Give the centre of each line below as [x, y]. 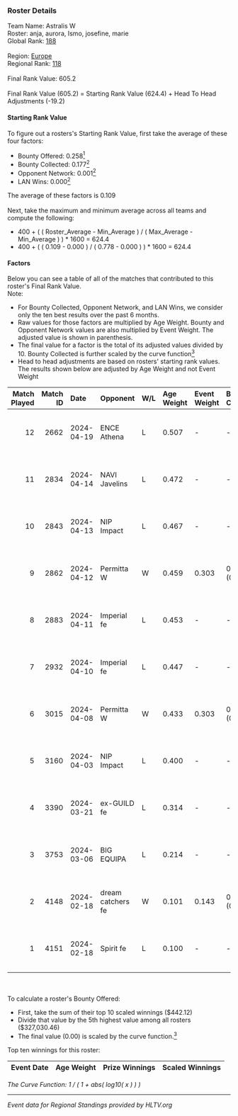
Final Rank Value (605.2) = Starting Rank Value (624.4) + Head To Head [112, 93]
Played [23, 402]
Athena [112, 436]
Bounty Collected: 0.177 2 [53, 164]
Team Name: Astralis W [41, 26]
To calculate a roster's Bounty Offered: [64, 998]
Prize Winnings [129, 1067]
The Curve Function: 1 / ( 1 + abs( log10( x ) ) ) [74, 1084]
